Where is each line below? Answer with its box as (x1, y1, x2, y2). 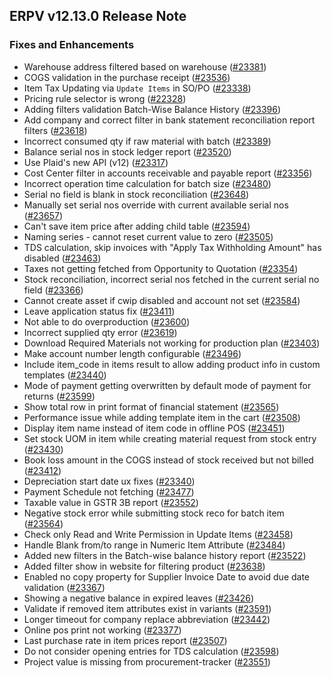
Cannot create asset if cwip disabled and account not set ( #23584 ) (23, 294, 301, 306)
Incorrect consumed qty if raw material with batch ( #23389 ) (23, 135, 272, 147)
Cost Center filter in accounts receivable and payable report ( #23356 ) (23, 167, 313, 179)
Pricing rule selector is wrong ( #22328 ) (23, 92, 187, 104)
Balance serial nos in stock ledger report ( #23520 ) (23, 145, 232, 158)
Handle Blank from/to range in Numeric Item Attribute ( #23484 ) (23, 539, 286, 551)
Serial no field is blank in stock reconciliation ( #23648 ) (23, 188, 250, 200)
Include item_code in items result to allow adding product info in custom (23, 358, 321, 370)
